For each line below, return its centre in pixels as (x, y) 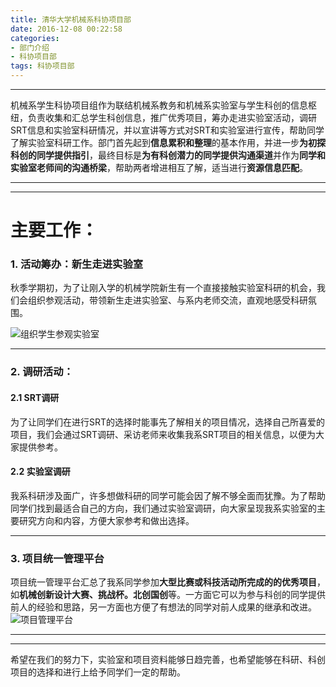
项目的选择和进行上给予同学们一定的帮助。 (98, 672)
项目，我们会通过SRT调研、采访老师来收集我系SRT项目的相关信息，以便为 (163, 434)
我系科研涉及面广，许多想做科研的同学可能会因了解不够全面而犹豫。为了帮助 (168, 495)
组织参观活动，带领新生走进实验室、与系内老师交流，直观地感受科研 (167, 300)
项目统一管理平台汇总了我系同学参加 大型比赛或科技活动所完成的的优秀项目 (163, 582)
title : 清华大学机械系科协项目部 (71, 19)
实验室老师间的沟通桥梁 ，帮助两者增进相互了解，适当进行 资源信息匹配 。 (159, 167)
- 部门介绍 (30, 47)
